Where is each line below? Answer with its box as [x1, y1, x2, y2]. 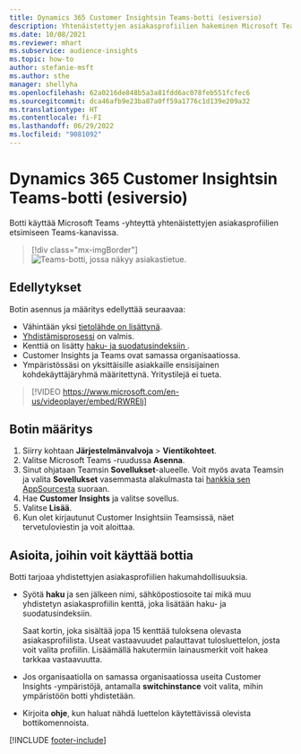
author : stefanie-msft [9, 64, 94, 73]
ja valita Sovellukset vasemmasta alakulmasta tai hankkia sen [21, 474, 251, 485]
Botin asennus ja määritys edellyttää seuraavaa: [9, 303, 186, 314]
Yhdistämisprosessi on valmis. [21, 330, 134, 341]
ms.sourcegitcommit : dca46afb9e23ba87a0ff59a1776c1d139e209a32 [9, 96, 251, 106]
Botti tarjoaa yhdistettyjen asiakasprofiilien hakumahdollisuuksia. [9, 572, 248, 583]
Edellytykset [9, 280, 82, 295]
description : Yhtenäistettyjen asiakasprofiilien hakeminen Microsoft [9, 22, 279, 31]
